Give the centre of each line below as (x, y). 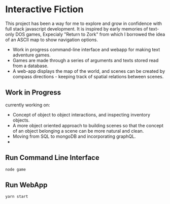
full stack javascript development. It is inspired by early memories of (77, 28)
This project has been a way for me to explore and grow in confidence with (84, 23)
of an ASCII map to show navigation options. (52, 40)
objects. (21, 120)
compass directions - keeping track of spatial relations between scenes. (88, 76)
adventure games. (31, 55)
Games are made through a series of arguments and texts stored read (86, 60)
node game (16, 169)
